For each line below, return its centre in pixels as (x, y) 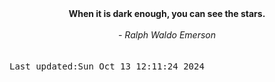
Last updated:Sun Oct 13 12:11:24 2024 (107, 66)
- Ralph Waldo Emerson (167, 35)
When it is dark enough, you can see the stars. (167, 13)
